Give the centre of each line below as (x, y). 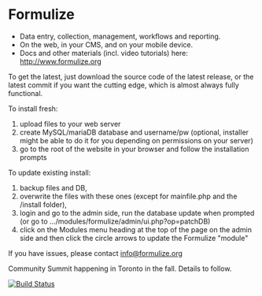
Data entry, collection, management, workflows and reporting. (120, 36)
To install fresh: (33, 109)
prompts (33, 157)
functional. (26, 93)
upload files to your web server (70, 124)
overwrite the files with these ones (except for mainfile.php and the (128, 196)
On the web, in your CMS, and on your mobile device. (106, 44)
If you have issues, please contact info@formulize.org (96, 253)
